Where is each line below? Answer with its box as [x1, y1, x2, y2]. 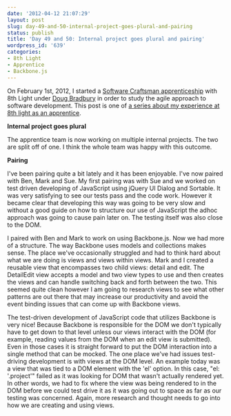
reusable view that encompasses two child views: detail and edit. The [7, 263, 205, 271]
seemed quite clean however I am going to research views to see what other [7, 285, 224, 293]
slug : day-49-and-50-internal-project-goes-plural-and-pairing [7, 23, 193, 30]
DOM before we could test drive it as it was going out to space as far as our [7, 386, 222, 395]
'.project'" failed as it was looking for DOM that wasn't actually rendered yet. [7, 371, 224, 379]
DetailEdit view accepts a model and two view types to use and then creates [7, 270, 224, 279]
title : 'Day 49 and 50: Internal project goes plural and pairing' [7, 36, 205, 43]
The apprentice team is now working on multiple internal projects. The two [7, 135, 219, 143]
